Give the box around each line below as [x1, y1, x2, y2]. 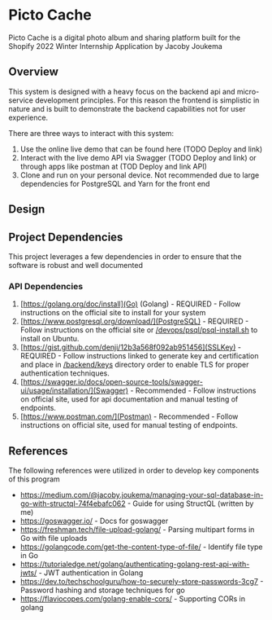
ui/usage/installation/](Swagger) [19, 385, 128, 396]
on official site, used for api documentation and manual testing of [19, 394, 239, 404]
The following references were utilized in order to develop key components [8, 466, 260, 476]
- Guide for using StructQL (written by [127, 499, 254, 508]
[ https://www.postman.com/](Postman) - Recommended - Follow [19, 411, 239, 421]
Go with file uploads [19, 534, 88, 543]
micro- [236, 86, 260, 96]
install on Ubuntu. [19, 334, 80, 344]
